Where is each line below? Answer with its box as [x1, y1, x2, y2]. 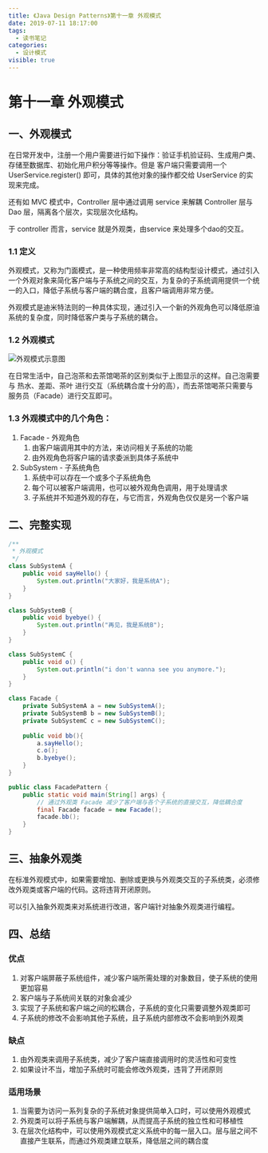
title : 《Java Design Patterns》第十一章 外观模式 [8, 11, 162, 20]
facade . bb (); [37, 813, 81, 821]
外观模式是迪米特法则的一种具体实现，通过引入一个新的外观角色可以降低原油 [8, 303, 260, 312]
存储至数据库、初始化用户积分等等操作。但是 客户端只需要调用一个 [8, 160, 227, 169]
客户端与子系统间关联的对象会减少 [19, 992, 132, 1003]
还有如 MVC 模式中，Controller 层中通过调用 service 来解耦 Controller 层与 [8, 197, 254, 206]
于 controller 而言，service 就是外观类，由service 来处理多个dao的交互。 [8, 224, 249, 233]
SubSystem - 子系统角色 [19, 463, 100, 472]
